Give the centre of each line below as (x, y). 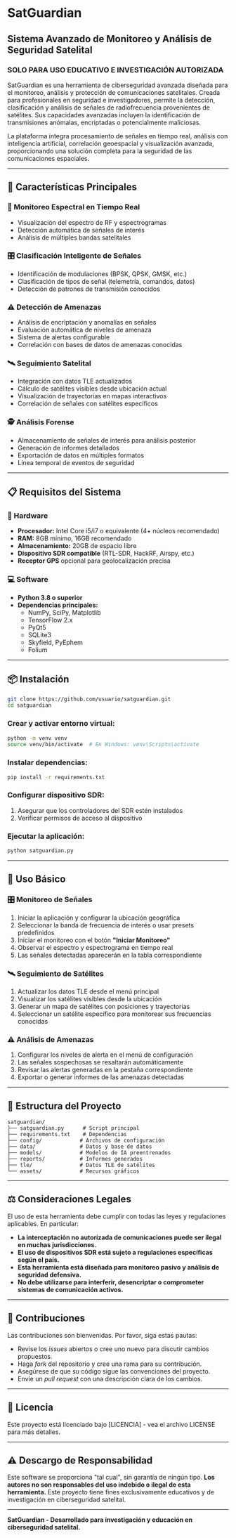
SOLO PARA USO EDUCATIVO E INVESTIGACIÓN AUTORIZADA (116, 70)
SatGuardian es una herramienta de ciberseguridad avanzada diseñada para (118, 85)
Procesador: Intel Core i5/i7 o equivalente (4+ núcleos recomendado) (118, 531)
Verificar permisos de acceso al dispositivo (80, 818)
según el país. (38, 1260)
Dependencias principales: (58, 605)
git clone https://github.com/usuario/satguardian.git (89, 699)
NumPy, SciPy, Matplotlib (64, 612)
